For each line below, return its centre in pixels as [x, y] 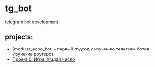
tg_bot [19, 8]
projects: [19, 37]
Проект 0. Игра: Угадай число [43, 59]
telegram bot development [32, 22]
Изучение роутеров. [33, 54]
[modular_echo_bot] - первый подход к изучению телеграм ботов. [81, 49]
